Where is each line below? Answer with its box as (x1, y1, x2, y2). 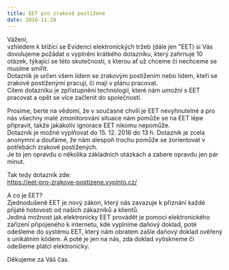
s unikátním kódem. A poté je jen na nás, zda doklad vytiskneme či (7, 234, 195, 243)
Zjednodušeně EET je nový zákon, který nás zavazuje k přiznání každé (7, 198, 206, 206)
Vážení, (7, 35, 29, 43)
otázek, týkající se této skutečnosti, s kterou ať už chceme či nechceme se (7, 57, 217, 65)
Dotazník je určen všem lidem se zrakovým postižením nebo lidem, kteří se (7, 71, 217, 79)
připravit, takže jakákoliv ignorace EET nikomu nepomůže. (7, 121, 170, 129)
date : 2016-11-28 (7, 16, 57, 23)
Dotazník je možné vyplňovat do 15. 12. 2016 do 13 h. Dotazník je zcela (7, 128, 205, 137)
